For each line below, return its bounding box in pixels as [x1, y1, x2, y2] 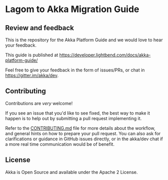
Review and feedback [5, 24, 74, 32]
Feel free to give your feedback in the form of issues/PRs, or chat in [5, 67, 145, 73]
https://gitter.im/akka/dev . [5, 72, 59, 78]
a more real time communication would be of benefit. [5, 141, 115, 147]
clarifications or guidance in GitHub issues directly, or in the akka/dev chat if [5, 136, 163, 142]
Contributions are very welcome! [5, 100, 73, 106]
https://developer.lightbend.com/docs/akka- [59, 52, 151, 58]
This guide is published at [5, 52, 59, 58]
